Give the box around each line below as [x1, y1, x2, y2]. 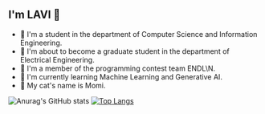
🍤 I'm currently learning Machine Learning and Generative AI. [19, 71, 223, 81]
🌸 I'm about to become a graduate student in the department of [19, 46, 230, 56]
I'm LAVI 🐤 [8, 8, 61, 22]
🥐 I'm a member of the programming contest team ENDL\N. [19, 63, 216, 73]
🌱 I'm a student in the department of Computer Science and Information [19, 29, 258, 39]
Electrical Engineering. [19, 55, 95, 64]
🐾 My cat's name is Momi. [19, 80, 106, 90]
